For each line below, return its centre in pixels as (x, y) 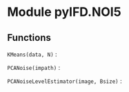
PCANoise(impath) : (34, 67)
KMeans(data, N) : (32, 54)
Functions (29, 38)
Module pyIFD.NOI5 (64, 12)
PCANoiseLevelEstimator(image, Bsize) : (64, 81)
